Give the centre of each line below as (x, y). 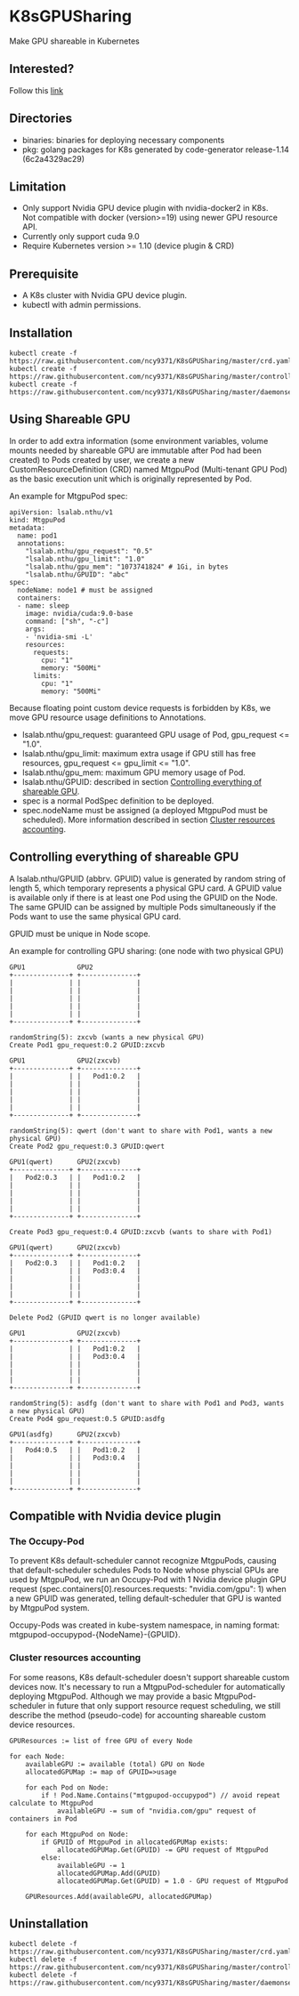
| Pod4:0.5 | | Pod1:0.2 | (75, 1450)
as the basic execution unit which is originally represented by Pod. (130, 479)
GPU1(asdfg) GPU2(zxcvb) (65, 1434)
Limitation (38, 186)
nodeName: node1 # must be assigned (85, 590)
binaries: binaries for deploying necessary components (123, 140)
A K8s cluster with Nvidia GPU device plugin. (105, 295)
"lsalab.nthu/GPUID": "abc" (77, 574)
